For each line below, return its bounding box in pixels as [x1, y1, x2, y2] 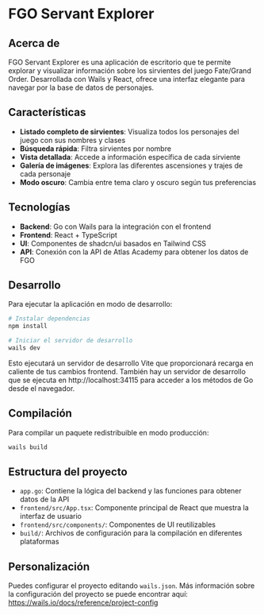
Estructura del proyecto [8, 466, 128, 479]
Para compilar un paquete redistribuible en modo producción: [8, 427, 209, 437]
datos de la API [19, 494, 70, 505]
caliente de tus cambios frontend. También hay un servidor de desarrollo [8, 366, 246, 376]
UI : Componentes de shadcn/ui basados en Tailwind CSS [19, 238, 207, 248]
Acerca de [8, 37, 60, 50]
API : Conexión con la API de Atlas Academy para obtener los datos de [19, 247, 249, 257]
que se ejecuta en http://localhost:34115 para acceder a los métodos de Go [8, 375, 254, 385]
